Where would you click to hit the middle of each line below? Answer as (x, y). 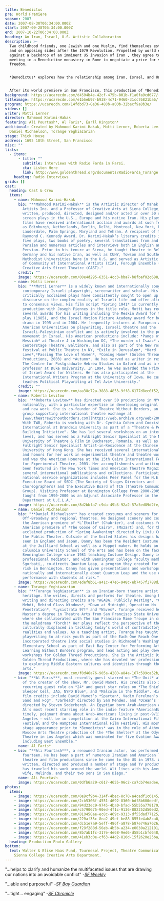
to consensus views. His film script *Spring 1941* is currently (91, 305)
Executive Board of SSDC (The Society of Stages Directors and (88, 482)
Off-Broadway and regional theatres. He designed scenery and (87, 519)
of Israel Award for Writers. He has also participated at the (88, 373)
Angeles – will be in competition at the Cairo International (87, 719)
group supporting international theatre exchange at (77, 414)
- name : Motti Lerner (36, 282)
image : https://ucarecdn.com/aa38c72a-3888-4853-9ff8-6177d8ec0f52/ (89, 391)
